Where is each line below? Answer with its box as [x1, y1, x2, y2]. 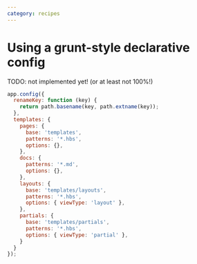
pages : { [19, 122, 45, 130]
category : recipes [7, 10, 60, 17]
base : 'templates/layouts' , [25, 187, 107, 194]
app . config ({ [7, 90, 45, 97]
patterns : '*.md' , [25, 161, 79, 168]
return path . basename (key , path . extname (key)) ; [19, 103, 159, 110]
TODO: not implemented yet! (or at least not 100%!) [7, 77, 153, 85]
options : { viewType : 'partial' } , [25, 232, 129, 238]
